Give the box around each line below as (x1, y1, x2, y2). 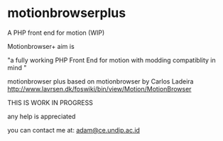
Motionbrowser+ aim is (7, 42, 75, 50)
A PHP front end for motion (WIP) (7, 28, 105, 37)
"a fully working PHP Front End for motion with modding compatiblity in (7, 55, 216, 64)
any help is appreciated (7, 112, 76, 120)
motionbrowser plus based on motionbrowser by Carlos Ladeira (7, 77, 194, 86)
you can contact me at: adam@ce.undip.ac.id (7, 125, 141, 134)
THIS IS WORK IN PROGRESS (7, 98, 94, 107)
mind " (7, 63, 27, 72)
